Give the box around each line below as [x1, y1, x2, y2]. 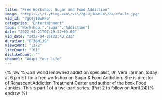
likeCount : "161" [5, 47, 40, 52]
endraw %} [5, 90, 28, 96]
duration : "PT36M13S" [5, 39, 49, 43]
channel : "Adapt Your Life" [5, 57, 62, 61]
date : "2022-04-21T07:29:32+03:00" [5, 29, 77, 34]
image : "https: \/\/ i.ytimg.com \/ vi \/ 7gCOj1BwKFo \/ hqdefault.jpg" [5, 12, 140, 16]
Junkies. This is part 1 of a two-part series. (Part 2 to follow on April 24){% [5, 85, 154, 91]
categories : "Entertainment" [5, 20, 64, 26]
